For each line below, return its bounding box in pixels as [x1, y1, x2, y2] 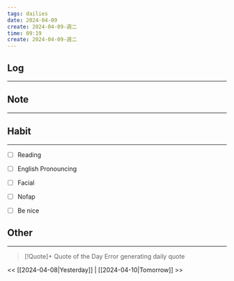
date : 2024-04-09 [7, 17, 58, 24]
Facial [17, 179, 35, 187]
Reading [17, 151, 42, 159]
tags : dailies [7, 10, 49, 17]
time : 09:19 [7, 29, 42, 37]
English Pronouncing [17, 165, 77, 173]
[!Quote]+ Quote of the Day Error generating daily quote [24, 252, 185, 260]
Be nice [17, 206, 40, 215]
